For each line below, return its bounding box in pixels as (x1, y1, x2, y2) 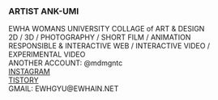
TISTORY (8, 75, 39, 85)
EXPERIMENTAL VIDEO (8, 50, 86, 60)
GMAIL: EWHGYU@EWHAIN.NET (8, 84, 119, 94)
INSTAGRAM (8, 67, 51, 77)
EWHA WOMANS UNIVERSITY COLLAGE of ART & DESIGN (8, 24, 205, 34)
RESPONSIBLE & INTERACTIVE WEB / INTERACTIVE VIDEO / (8, 41, 211, 51)
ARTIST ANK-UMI (8, 6, 79, 17)
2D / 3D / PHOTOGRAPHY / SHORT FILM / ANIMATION (8, 32, 191, 42)
